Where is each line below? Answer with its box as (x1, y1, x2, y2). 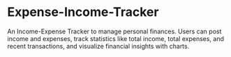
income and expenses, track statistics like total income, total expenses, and (7, 34, 225, 42)
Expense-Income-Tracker (7, 4, 159, 20)
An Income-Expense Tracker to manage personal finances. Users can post (7, 27, 222, 35)
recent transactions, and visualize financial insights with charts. (7, 42, 190, 50)
